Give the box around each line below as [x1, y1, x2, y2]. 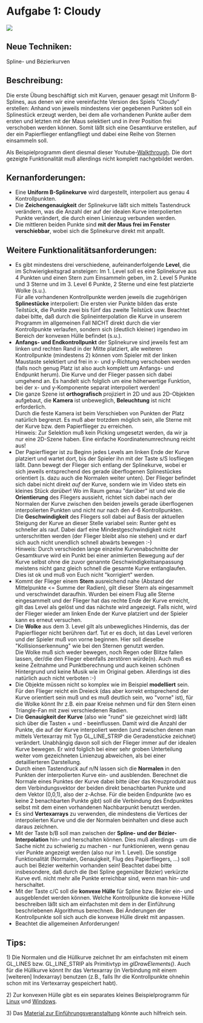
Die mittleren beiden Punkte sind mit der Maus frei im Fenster [15, 221, 170, 229]
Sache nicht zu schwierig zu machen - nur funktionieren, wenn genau [15, 842, 190, 850]
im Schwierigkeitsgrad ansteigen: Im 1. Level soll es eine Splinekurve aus [15, 267, 197, 275]
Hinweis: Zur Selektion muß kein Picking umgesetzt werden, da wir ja [15, 429, 188, 436]
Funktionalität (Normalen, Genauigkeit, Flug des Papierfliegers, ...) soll [15, 855, 190, 863]
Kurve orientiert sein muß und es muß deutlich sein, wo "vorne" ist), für [15, 694, 194, 701]
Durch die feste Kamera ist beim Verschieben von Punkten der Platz [15, 410, 185, 417]
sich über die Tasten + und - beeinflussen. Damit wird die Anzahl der [15, 720, 187, 727]
